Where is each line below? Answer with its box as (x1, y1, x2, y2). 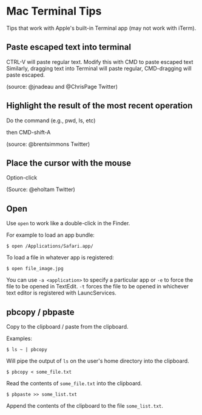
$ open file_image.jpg (6, 266, 64, 272)
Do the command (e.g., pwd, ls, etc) (6, 117, 96, 124)
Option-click (6, 174, 38, 181)
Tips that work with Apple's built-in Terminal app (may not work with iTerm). (6, 24, 197, 32)
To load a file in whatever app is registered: (6, 254, 114, 261)
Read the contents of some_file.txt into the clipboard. (6, 380, 143, 387)
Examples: (6, 335, 32, 342)
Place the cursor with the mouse (6, 158, 132, 168)
